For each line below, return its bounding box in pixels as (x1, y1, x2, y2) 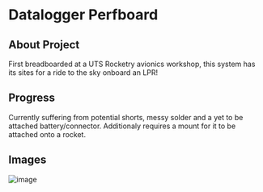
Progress (8, 91, 55, 105)
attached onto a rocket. (8, 129, 87, 139)
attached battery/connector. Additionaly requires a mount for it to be (8, 121, 236, 131)
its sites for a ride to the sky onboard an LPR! (8, 68, 159, 77)
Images (8, 153, 47, 167)
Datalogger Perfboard (8, 6, 159, 24)
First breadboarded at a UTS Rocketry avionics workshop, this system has (8, 59, 256, 69)
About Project (8, 38, 80, 52)
